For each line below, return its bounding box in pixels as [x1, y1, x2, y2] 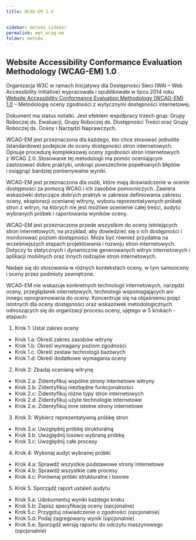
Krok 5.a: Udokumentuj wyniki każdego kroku [14, 496, 125, 503]
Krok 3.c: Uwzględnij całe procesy [14, 438, 98, 445]
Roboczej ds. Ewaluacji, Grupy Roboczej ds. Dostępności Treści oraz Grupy [6, 118, 188, 125]
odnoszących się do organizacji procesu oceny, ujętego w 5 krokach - [6, 307, 176, 314]
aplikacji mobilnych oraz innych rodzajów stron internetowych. [6, 253, 157, 260]
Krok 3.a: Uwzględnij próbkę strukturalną [14, 425, 114, 433]
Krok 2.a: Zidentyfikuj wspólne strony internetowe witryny [14, 377, 155, 385]
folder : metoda [6, 35, 43, 41]
